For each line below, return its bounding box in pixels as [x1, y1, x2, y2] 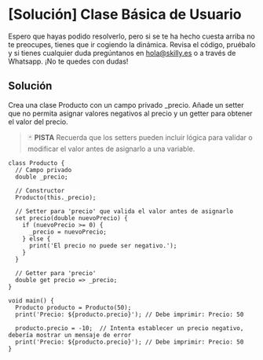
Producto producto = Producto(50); [15, 303, 132, 311]
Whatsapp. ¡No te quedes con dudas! [8, 57, 129, 66]
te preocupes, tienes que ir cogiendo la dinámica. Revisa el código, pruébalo [8, 39, 256, 49]
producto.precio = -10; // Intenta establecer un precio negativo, [15, 324, 244, 332]
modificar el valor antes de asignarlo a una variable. [27, 144, 195, 153]
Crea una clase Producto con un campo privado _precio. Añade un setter [8, 100, 244, 109]
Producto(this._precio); [15, 193, 97, 201]
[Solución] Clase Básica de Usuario [8, 6, 242, 24]
